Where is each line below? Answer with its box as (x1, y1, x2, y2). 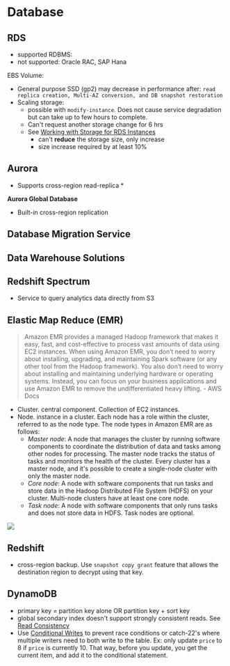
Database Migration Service (7, 228, 131, 240)
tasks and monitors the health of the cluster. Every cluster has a (27, 457, 211, 466)
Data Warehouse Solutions (7, 252, 125, 264)
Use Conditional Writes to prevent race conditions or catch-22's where (17, 628, 220, 637)
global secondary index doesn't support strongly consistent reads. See (17, 614, 221, 622)
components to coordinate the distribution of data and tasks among (27, 443, 221, 451)
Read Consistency (17, 621, 69, 630)
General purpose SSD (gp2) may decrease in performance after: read (17, 85, 215, 93)
